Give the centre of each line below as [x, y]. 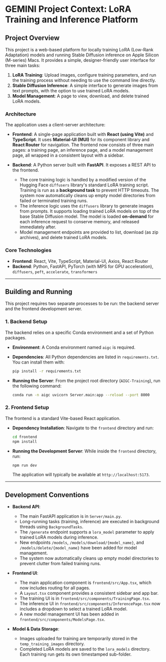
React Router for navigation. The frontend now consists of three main [83, 145]
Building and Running [39, 292]
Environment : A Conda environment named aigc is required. [74, 347]
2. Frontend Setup [27, 408]
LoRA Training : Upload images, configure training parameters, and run [84, 75]
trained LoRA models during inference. [59, 538]
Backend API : [26, 507]
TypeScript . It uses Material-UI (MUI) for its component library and [81, 140]
